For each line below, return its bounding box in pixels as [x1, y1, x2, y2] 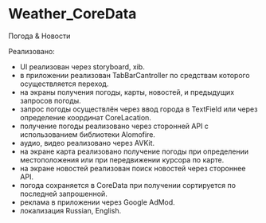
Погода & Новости [8, 31, 71, 41]
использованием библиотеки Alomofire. [19, 129, 155, 139]
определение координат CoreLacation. [19, 112, 151, 122]
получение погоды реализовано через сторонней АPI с [19, 121, 209, 131]
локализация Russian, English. [19, 205, 122, 215]
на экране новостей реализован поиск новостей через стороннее [19, 163, 246, 173]
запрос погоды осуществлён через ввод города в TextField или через [19, 104, 258, 114]
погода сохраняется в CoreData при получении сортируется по [19, 180, 237, 190]
